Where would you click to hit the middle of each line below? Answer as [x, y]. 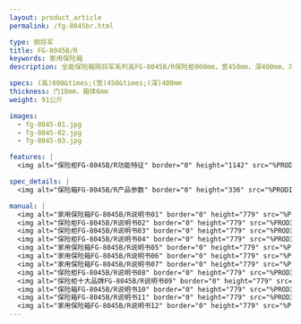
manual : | [28, 206]
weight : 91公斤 [36, 99]
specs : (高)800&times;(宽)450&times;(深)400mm [95, 83]
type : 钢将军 [31, 42]
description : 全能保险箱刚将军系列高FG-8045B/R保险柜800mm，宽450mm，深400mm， [149, 67]
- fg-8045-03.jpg [50, 141]
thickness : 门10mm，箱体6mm [59, 91]
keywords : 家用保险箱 [46, 59]
